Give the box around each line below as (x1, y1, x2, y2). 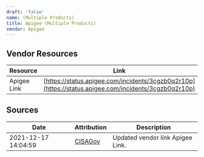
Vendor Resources (6, 48, 78, 58)
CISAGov (75, 137, 101, 145)
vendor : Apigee (6, 26, 45, 32)
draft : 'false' (6, 9, 45, 15)
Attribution (75, 123, 107, 131)
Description (136, 123, 171, 131)
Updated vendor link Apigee (112, 133, 192, 142)
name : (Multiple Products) (6, 15, 75, 21)
